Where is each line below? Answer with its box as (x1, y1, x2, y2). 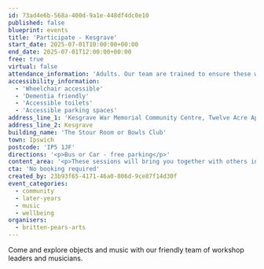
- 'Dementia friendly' (15, 92, 90, 100)
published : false (8, 19, 65, 27)
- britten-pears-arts (15, 223, 86, 232)
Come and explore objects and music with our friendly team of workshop (8, 245, 245, 254)
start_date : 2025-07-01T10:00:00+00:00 (8, 41, 139, 49)
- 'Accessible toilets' (15, 99, 93, 107)
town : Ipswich (8, 135, 55, 144)
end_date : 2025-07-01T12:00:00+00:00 (8, 48, 132, 56)
